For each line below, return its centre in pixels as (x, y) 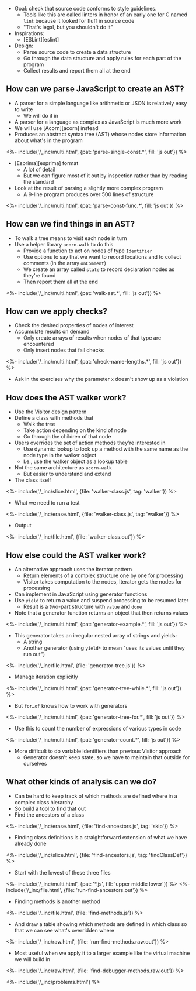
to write (24, 109)
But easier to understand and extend (67, 474)
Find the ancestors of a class (49, 815)
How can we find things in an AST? (71, 224)
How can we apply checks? (57, 312)
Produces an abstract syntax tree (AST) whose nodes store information (100, 134)
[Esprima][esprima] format (46, 163)
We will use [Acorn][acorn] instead (56, 128)
